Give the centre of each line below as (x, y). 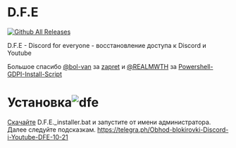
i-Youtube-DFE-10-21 (38, 137)
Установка (40, 103)
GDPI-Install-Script (35, 74)
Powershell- (196, 66)
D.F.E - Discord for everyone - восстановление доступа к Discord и (107, 45)
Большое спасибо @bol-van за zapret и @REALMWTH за (92, 66)
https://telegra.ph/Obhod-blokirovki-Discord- (163, 129)
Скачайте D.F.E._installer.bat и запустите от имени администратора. (109, 122)
